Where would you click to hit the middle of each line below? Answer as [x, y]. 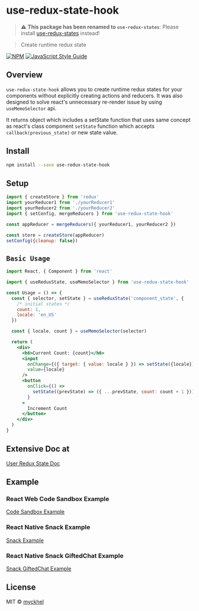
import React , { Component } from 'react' [59, 271]
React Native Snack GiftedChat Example [65, 556]
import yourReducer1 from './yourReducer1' [61, 203]
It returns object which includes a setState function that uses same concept [98, 120]
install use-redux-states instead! [60, 33]
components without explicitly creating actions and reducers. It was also [94, 95]
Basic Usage [28, 258]
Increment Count [47, 408]
